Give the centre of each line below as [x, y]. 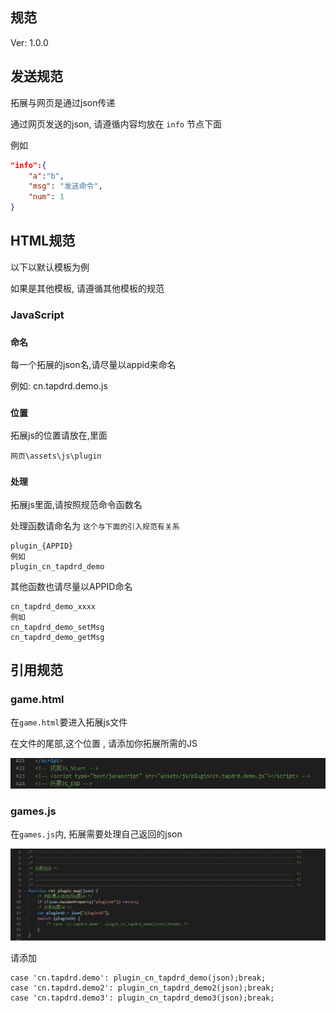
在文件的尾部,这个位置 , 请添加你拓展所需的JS [104, 744]
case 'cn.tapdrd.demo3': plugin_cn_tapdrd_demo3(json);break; [142, 998]
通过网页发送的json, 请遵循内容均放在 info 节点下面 [116, 124]
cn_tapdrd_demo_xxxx [53, 606]
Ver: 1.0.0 [29, 42]
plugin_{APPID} [42, 546]
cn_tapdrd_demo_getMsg [57, 637]
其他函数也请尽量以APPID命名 [71, 586]
